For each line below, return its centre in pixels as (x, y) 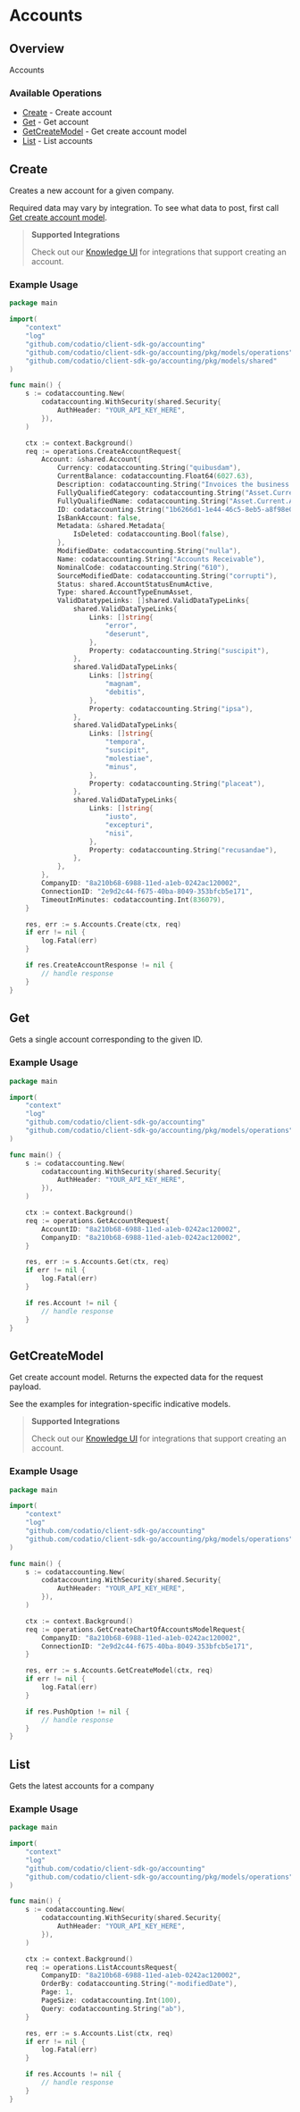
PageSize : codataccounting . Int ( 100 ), (111, 2001)
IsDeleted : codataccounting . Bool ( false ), (151, 534)
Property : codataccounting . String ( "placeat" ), (177, 784)
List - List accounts (58, 141)
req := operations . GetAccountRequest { (97, 1220)
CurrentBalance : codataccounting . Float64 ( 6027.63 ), (155, 476)
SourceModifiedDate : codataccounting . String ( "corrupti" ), (167, 576)
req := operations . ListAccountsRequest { (101, 1967)
